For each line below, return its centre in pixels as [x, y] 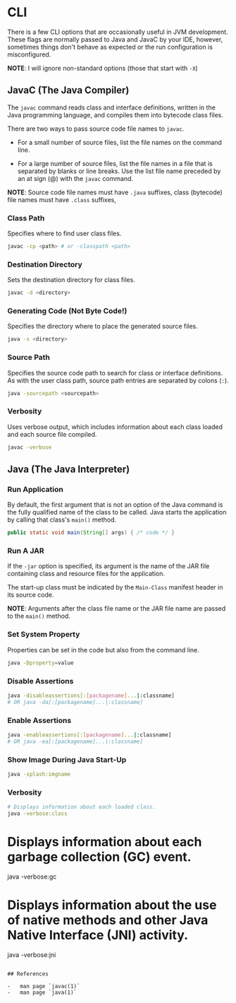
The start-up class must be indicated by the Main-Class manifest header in [115, 587]
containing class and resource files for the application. [86, 574]
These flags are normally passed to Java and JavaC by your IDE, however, [115, 39]
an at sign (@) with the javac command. [75, 178]
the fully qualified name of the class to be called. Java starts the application [117, 512]
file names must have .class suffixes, [62, 199]
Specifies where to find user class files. [64, 233]
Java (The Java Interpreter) [69, 469]
